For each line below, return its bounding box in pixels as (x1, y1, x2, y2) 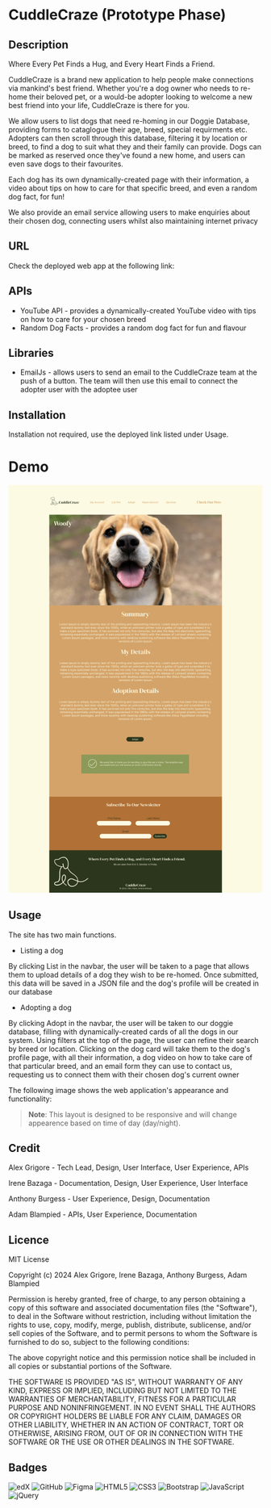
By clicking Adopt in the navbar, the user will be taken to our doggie (8, 1018, 234, 1028)
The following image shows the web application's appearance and (8, 1085, 229, 1095)
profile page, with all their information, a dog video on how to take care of (8, 1052, 252, 1062)
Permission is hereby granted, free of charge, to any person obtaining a (8, 1294, 246, 1305)
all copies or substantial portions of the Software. (8, 1362, 172, 1372)
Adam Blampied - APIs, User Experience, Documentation (8, 1209, 198, 1220)
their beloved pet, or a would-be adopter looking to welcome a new (29, 92, 252, 102)
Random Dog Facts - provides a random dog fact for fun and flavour (19, 323, 247, 333)
